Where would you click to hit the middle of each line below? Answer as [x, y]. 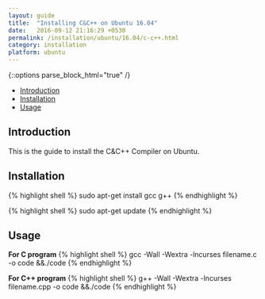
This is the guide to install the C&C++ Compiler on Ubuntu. [104, 151]
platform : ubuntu [37, 52]
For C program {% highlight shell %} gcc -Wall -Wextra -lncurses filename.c [132, 255]
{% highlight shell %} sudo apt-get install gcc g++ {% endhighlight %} [123, 195]
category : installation [48, 45]
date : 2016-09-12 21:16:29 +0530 [67, 30]
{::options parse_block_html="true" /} [69, 75]
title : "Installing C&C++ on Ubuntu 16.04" [83, 23]
